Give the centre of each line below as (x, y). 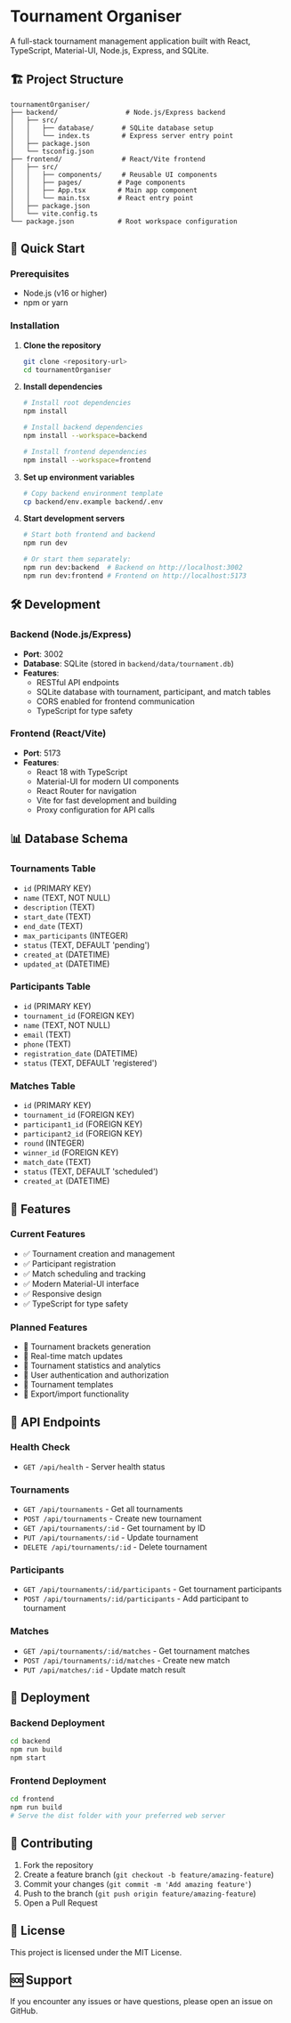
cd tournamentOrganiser (67, 370)
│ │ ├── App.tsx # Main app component (104, 190)
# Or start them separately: (77, 559)
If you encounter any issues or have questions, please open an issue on (141, 2002)
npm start (28, 1758)
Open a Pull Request (61, 1903)
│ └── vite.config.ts (54, 214)
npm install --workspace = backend (85, 436)
